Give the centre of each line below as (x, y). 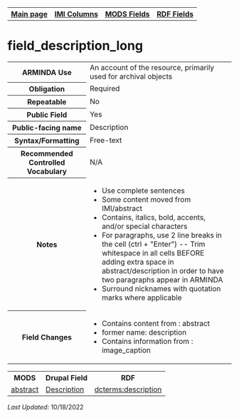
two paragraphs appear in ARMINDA (163, 280)
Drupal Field (66, 377)
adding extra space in (138, 262)
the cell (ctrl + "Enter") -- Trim (154, 244)
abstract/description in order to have (163, 270)
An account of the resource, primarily (152, 67)
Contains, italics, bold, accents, (154, 217)
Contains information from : (148, 341)
